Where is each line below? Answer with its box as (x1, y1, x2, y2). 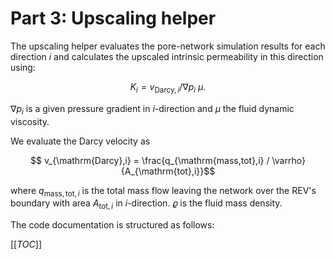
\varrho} (271, 154, 306, 166)
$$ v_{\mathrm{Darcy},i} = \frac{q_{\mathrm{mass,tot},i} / (30, 154, 270, 166)
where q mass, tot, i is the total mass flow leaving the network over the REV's (10, 184, 317, 199)
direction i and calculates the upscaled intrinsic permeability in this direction (10, 50, 324, 62)
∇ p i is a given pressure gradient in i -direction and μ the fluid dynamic (10, 102, 295, 117)
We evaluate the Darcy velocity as (10, 135, 151, 147)
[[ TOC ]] (10, 238, 42, 251)
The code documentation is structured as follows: (10, 219, 215, 231)
